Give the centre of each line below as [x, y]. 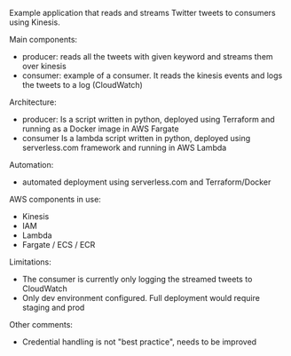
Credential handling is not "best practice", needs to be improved [139, 342]
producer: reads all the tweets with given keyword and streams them [147, 56]
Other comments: [41, 324]
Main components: [43, 40]
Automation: [31, 165]
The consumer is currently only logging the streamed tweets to [137, 279]
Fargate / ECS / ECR [59, 245]
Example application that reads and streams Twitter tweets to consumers [143, 13]
